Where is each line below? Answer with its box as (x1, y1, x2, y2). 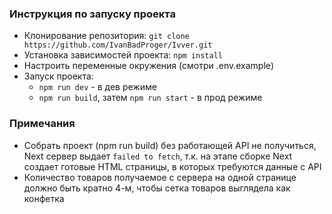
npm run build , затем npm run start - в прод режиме (38, 92, 263, 104)
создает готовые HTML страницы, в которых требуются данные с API (23, 160, 322, 172)
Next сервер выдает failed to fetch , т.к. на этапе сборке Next (23, 150, 293, 162)
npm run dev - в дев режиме (38, 81, 157, 93)
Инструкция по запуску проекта (9, 7, 176, 21)
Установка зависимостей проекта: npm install (23, 49, 223, 61)
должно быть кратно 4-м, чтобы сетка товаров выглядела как (23, 182, 291, 194)
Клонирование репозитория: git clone (23, 30, 190, 42)
